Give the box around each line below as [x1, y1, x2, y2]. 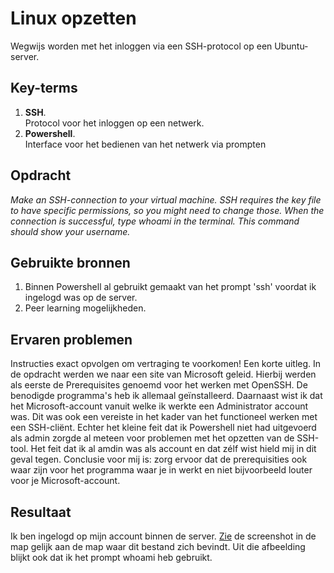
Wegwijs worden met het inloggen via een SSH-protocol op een [10, 40, 273, 52]
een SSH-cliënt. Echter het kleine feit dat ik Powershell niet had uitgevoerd [10, 422, 317, 434]
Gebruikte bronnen [10, 254, 131, 271]
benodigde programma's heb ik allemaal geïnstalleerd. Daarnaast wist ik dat [10, 390, 323, 402]
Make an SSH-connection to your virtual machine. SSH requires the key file [10, 193, 322, 206]
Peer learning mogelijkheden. [24, 302, 147, 314]
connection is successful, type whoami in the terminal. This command [10, 215, 300, 227]
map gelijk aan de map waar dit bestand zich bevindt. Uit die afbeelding [10, 541, 306, 552]
